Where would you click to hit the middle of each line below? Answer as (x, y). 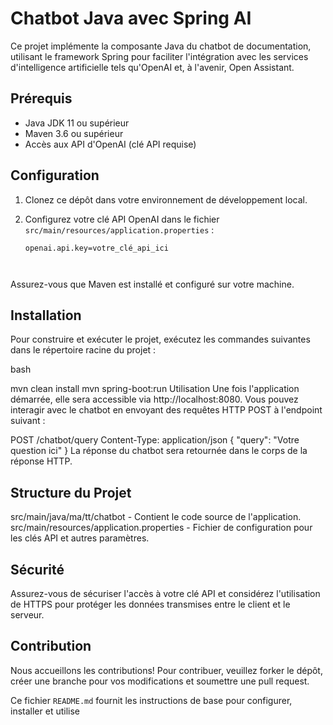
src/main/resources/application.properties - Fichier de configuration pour (161, 528)
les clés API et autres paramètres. (80, 538)
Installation (46, 315)
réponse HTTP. (41, 461)
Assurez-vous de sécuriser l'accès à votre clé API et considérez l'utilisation (165, 593)
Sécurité (37, 569)
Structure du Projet (71, 492)
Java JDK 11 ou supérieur (77, 123)
